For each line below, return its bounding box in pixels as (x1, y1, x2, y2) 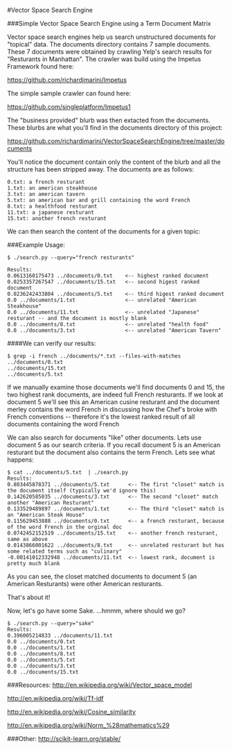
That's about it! (7, 593, 51, 601)
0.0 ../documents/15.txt (7, 669, 79, 676)
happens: (7, 456, 35, 464)
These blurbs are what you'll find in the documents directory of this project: (7, 124, 223, 131)
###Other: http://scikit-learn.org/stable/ (7, 735, 121, 742)
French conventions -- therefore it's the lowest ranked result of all (7, 412, 195, 421)
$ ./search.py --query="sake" (7, 620, 95, 627)
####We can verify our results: (7, 340, 96, 347)
